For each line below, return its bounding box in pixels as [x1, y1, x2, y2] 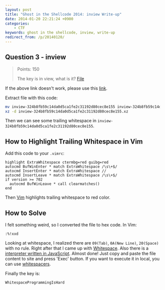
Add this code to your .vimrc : [5, 150, 65, 156]
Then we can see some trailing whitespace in [5, 118, 97, 124]
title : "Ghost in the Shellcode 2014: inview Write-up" [5, 12, 122, 17]
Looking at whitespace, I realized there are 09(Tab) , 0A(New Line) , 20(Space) [5, 240, 159, 246]
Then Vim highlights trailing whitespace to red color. [5, 194, 110, 200]
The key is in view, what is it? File [17, 75, 84, 81]
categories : [5, 21, 29, 26]
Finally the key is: [5, 271, 40, 277]
